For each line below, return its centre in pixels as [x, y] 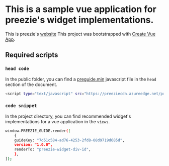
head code [17, 69]
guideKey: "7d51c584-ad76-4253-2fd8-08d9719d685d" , [69, 140]
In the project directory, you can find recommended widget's [68, 116]
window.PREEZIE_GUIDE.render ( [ [38, 131]
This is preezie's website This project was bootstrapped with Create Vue [80, 34]
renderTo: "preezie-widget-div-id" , [53, 149]
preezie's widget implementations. [79, 20]
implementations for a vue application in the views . [58, 121]
